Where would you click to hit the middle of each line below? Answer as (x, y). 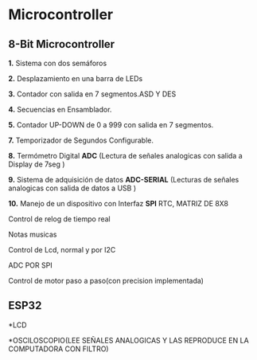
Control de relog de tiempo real (59, 219)
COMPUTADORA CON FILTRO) (58, 349)
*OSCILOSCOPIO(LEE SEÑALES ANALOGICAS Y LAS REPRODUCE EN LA (128, 340)
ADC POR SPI (31, 265)
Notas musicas (33, 234)
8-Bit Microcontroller (62, 44)
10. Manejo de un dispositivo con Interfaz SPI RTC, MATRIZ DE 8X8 (119, 203)
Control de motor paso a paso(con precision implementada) (106, 281)
